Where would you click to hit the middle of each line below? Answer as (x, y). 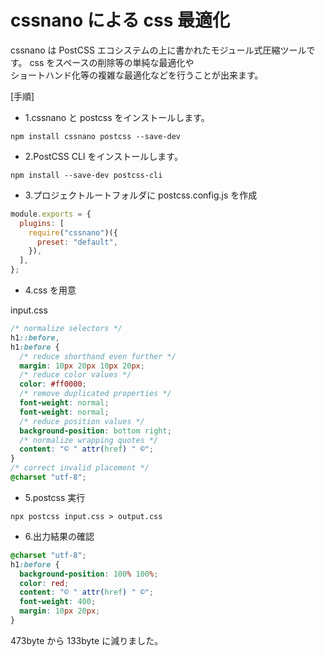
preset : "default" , (77, 242)
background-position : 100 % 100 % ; (89, 574)
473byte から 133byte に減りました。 (87, 640)
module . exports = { (51, 214)
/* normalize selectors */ (66, 329)
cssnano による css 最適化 (120, 20)
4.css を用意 (50, 290)
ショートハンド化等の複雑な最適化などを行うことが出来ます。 (137, 75)
